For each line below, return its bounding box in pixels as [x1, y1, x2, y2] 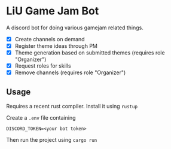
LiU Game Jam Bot [6, 4, 99, 18]
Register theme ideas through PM [14, 42, 97, 49]
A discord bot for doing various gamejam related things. [6, 24, 143, 31]
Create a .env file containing [6, 114, 76, 121]
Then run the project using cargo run [6, 136, 97, 144]
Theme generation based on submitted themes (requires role [14, 49, 166, 56]
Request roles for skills [14, 62, 71, 69]
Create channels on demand [14, 35, 85, 42]
